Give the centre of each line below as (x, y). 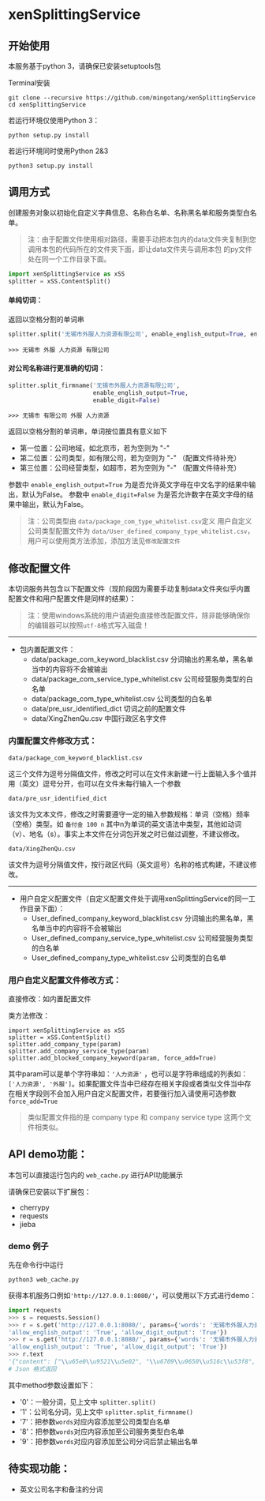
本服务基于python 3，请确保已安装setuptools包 (85, 66)
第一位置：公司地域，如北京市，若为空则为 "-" (95, 448)
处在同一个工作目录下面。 (69, 259)
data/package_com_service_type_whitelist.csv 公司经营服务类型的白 (142, 679)
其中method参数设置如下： (52, 1385)
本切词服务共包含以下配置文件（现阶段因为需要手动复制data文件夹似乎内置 (129, 589)
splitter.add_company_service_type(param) (79, 1051)
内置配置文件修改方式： (52, 741)
